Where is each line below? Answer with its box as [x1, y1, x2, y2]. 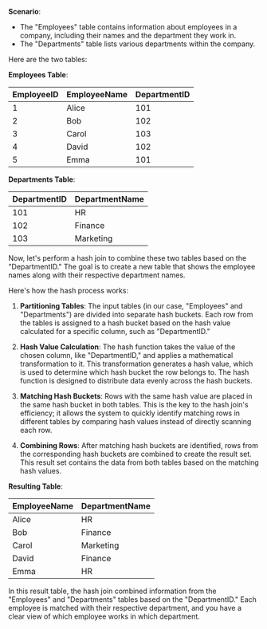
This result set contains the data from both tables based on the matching [19, 458, 259, 467]
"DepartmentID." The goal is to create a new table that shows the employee [8, 262, 256, 271]
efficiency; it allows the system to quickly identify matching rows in [19, 408, 241, 418]
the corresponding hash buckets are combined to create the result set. [19, 450, 253, 458]
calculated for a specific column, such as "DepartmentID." [19, 327, 211, 336]
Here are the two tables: [8, 55, 88, 64]
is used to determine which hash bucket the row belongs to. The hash [19, 368, 249, 377]
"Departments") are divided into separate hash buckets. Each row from [19, 310, 253, 319]
